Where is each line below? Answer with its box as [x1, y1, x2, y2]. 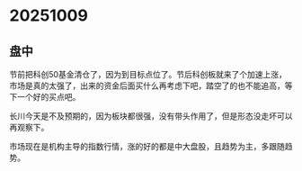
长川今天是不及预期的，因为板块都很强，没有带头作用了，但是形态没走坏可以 [9, 111, 293, 121]
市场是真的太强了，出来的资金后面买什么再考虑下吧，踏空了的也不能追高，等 [9, 80, 293, 91]
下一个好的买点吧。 [9, 92, 81, 102]
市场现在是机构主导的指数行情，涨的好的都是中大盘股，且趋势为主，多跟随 [9, 141, 285, 151]
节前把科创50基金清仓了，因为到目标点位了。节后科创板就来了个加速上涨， [9, 69, 288, 79]
